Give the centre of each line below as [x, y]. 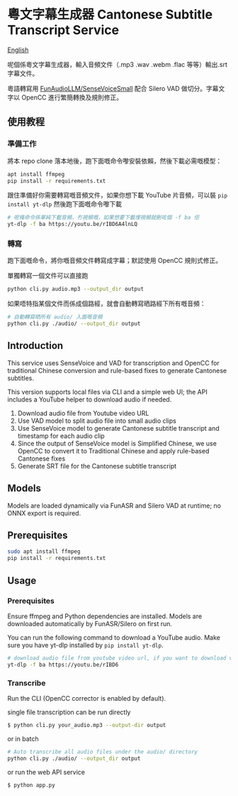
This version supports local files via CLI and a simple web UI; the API [107, 392]
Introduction [35, 346]
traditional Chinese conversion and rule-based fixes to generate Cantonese [117, 370]
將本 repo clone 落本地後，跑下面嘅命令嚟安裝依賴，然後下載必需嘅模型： [115, 161]
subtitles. [21, 378]
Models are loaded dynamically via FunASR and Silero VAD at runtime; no [114, 505]
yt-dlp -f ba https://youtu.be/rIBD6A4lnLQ [73, 225]
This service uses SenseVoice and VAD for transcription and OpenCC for [113, 362]
